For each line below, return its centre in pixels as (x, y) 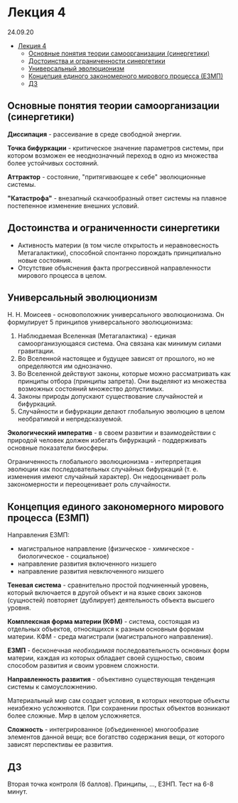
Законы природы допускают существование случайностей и (110, 397)
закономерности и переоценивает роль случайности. (89, 485)
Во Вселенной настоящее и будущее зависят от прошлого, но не (116, 359)
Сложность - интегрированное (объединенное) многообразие (103, 730)
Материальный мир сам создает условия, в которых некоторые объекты (118, 701)
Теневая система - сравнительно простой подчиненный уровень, (108, 585)
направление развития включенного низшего (87, 564)
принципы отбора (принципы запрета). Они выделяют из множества (122, 382)
